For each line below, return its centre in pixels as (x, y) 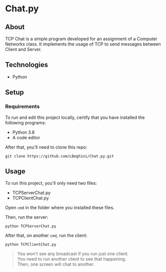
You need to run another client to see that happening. (72, 259)
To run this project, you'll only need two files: (51, 183)
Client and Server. (24, 49)
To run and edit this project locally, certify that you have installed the (75, 117)
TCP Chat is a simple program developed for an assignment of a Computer (81, 39)
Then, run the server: (27, 217)
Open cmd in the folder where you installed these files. (60, 208)
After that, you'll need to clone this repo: (46, 147)
